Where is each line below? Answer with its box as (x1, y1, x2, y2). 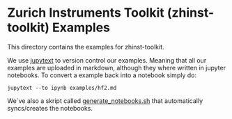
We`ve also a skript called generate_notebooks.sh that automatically (7, 96, 203, 105)
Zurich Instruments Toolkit (7, 5, 165, 21)
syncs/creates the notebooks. (7, 104, 93, 112)
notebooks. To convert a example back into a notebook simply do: (7, 71, 197, 79)
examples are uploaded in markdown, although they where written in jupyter (7, 63, 226, 72)
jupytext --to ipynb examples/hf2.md (7, 84, 117, 91)
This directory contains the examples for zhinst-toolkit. (7, 42, 165, 51)
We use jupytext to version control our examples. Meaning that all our (7, 56, 207, 64)
